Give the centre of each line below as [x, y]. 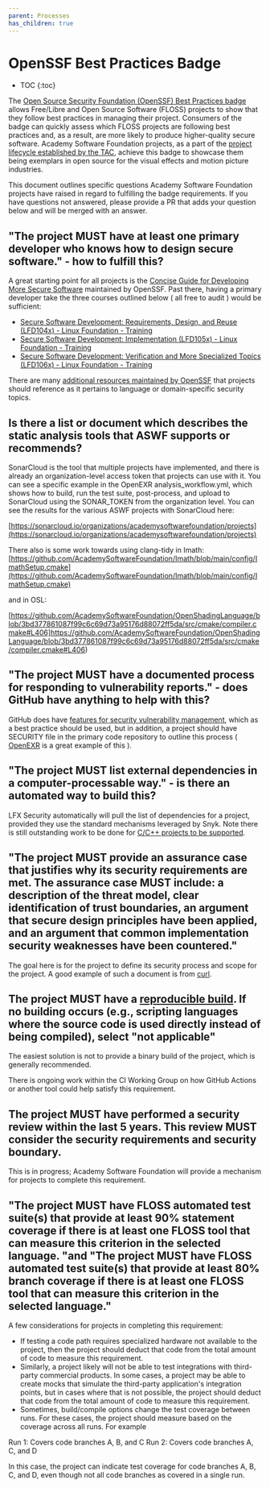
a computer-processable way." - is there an [119, 783]
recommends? [45, 448]
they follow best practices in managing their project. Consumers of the [125, 118]
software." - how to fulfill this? [86, 261]
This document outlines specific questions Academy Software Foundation [131, 185]
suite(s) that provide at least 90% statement [121, 1218]
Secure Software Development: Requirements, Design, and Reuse [129, 322]
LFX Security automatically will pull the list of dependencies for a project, [129, 815]
